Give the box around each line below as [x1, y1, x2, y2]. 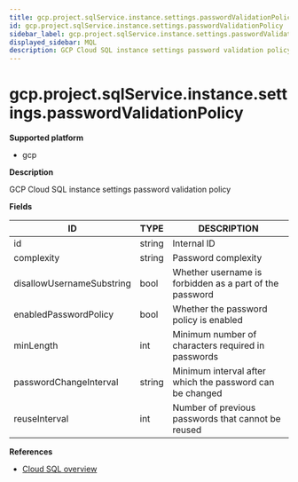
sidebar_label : [9, 29, 66, 38]
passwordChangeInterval [13, 376, 119, 389]
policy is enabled [172, 314, 243, 327]
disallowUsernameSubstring [13, 277, 131, 289]
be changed [172, 387, 223, 399]
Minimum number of [172, 328, 257, 341]
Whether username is [172, 266, 263, 279]
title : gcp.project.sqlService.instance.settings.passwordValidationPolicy [9, 12, 295, 22]
